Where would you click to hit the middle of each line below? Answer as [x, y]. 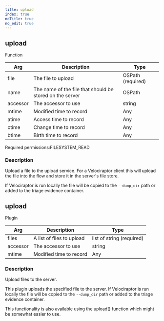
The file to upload [54, 78]
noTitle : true [20, 19]
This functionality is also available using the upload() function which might [80, 309]
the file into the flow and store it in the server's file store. [62, 176]
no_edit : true [20, 23]
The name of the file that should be [73, 90]
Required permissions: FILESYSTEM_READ [47, 148]
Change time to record [59, 127]
